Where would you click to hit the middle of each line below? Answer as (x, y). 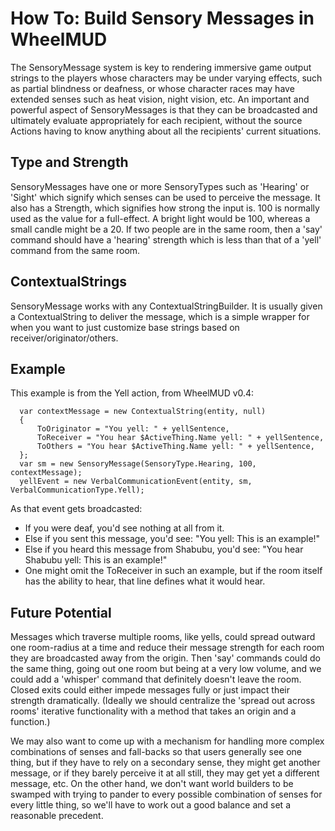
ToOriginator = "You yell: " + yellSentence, (133, 429)
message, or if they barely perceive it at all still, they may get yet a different (165, 773)
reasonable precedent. (57, 816)
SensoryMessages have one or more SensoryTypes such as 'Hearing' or (160, 186)
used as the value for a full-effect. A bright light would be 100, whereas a (160, 218)
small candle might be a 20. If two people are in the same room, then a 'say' (166, 229)
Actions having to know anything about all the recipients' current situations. (166, 131)
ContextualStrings (69, 282)
